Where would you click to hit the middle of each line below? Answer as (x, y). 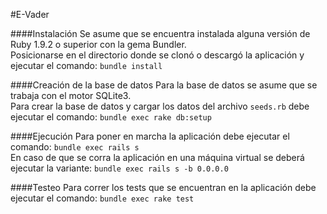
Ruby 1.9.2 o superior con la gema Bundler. (98, 44)
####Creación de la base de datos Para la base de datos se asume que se (164, 85)
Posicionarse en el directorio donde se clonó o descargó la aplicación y (157, 55)
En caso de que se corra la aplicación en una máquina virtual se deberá (157, 157)
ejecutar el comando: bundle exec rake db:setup (111, 117)
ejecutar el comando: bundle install (86, 65)
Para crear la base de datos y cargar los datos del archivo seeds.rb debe (160, 106)
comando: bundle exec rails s (75, 147)
